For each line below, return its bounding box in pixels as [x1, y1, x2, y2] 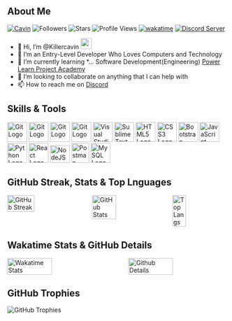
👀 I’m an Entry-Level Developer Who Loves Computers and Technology [17, 50, 222, 58]
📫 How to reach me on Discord [17, 80, 108, 88]
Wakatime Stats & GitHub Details [7, 239, 152, 251]
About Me [7, 6, 51, 17]
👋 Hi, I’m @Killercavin [17, 42, 79, 51]
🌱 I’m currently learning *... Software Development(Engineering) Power [17, 57, 221, 66]
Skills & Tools [7, 103, 66, 115]
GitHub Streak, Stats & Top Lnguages [7, 176, 172, 188]
